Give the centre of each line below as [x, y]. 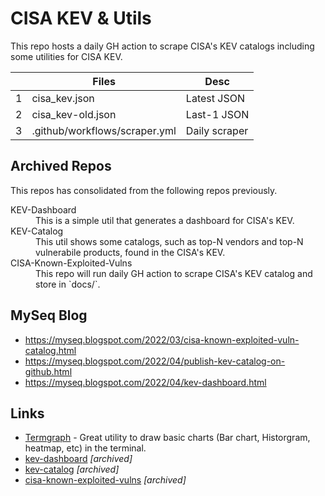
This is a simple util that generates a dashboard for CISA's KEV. [165, 220]
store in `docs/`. [68, 284]
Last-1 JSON [217, 114]
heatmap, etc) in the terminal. [85, 448]
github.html [48, 371]
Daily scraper [217, 130]
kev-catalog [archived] [72, 469]
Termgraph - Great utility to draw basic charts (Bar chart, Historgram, [167, 438]
